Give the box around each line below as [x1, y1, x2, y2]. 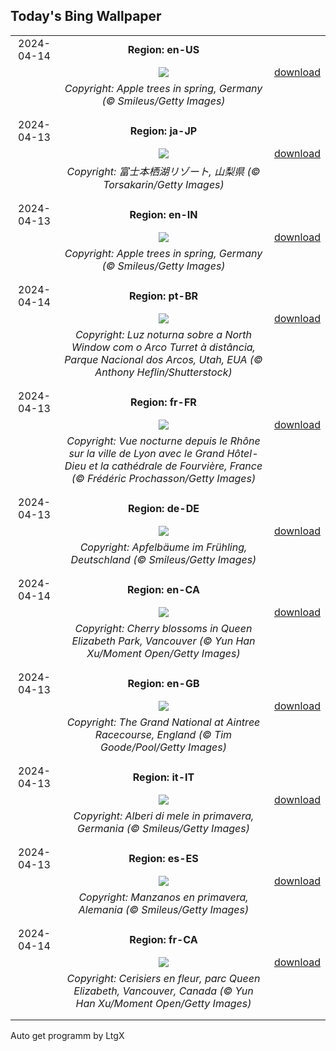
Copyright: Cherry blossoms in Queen [74, 621, 253, 635]
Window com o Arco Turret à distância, [71, 340, 256, 354]
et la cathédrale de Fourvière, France [88, 459, 263, 473]
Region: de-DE [128, 501, 200, 515]
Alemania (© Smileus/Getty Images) [78, 902, 250, 916]
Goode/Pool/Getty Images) [99, 740, 227, 754]
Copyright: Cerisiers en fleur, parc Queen [66, 971, 261, 985]
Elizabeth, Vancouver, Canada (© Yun [73, 984, 254, 998]
